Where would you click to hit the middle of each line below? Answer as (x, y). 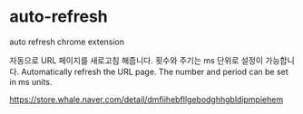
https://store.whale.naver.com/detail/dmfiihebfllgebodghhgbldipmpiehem (147, 99)
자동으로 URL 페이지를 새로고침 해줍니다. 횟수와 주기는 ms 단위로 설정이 (137, 60)
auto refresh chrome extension (67, 42)
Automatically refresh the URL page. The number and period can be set (155, 71)
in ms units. (31, 81)
